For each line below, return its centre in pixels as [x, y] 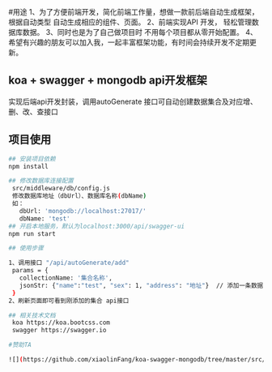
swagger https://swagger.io [59, 331]
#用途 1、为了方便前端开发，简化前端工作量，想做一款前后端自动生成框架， [134, 12]
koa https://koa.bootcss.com [61, 323]
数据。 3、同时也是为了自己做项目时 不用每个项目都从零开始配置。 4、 [140, 32]
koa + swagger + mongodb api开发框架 [108, 81]
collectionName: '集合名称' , [66, 278]
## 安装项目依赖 [32, 159]
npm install [28, 166]
